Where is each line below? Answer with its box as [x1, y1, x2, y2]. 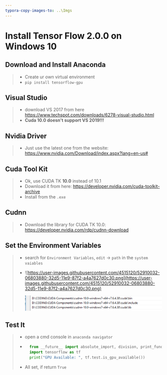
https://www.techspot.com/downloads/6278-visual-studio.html [24, 112, 155, 118]
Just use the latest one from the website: [24, 145, 109, 151]
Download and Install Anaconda [5, 60, 106, 69]
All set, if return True [24, 364, 67, 370]
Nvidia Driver [5, 132, 47, 140]
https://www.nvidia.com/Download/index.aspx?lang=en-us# [24, 150, 148, 157]
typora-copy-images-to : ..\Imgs [5, 8, 72, 13]
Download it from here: [24, 184, 72, 189]
